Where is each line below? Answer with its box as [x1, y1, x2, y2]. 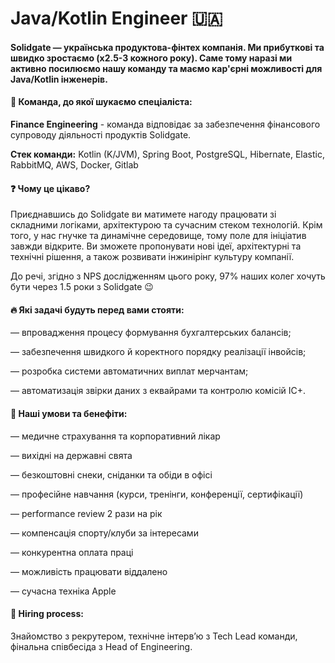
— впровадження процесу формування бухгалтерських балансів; [10, 327, 292, 339]
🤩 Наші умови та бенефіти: [10, 407, 128, 419]
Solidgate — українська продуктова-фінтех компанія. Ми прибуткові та [10, 41, 325, 53]
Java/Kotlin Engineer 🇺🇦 [10, 7, 223, 30]
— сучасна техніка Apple [10, 585, 117, 597]
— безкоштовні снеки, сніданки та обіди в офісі [10, 468, 213, 481]
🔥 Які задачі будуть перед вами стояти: [10, 303, 185, 316]
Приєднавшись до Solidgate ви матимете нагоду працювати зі [10, 208, 277, 221]
